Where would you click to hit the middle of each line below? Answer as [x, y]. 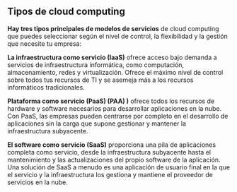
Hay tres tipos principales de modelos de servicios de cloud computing [113, 28]
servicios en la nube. [38, 182]
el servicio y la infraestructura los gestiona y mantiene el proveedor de [110, 174]
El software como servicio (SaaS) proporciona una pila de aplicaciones [112, 145]
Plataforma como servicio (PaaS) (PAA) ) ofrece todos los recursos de [111, 101]
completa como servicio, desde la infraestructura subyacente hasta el [109, 152]
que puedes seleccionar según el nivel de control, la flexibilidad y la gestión [117, 36]
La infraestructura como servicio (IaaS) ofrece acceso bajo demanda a [112, 57]
